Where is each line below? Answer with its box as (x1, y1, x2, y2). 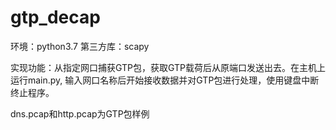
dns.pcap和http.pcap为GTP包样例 (10, 107, 150, 120)
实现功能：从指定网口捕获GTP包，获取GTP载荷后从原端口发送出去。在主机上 (10, 61, 327, 73)
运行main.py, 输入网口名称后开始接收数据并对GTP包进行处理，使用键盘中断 (10, 74, 320, 86)
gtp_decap (10, 6, 101, 29)
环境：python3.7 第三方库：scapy (10, 40, 150, 52)
